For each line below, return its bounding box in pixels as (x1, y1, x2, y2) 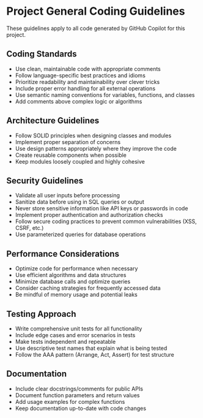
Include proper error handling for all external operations (15, 85, 156, 92)
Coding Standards (6, 49, 77, 59)
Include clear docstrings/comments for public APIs (15, 385, 144, 392)
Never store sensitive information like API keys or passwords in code (15, 205, 188, 212)
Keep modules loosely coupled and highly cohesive (15, 158, 145, 165)
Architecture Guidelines (6, 115, 100, 126)
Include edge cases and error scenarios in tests (15, 332, 136, 338)
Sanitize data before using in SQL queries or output (15, 198, 145, 206)
